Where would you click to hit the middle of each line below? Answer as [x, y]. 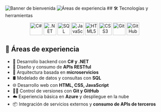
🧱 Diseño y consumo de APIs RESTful [52, 67]
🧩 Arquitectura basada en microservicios [56, 72]
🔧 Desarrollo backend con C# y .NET [51, 61]
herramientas [19, 15]
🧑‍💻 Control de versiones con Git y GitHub [56, 91]
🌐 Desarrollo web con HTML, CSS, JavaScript [61, 85]
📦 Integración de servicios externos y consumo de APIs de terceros [84, 104]
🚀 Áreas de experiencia [42, 49]
